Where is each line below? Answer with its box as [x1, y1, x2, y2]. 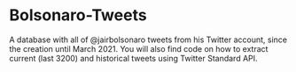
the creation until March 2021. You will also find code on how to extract [9, 43, 269, 54]
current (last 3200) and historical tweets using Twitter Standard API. [9, 53, 259, 63]
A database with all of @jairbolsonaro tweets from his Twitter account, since [9, 34, 288, 45]
